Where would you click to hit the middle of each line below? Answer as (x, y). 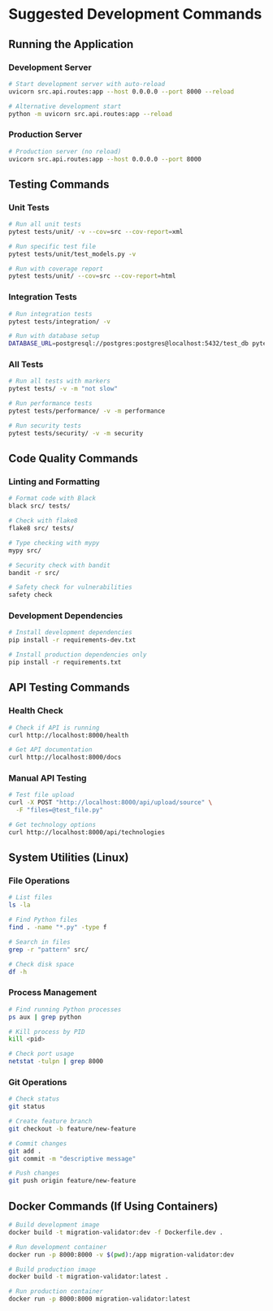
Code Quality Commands (73, 459)
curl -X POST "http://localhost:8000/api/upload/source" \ (110, 803)
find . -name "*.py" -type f (58, 928)
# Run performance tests (50, 404)
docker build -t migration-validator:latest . (89, 1277)
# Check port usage (41, 1054)
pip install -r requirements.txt (65, 663)
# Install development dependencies (70, 633)
